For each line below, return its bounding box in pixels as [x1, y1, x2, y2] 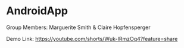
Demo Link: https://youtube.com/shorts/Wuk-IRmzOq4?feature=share [6, 35, 178, 42]
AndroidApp [6, 4, 68, 18]
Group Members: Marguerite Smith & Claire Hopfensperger [6, 24, 151, 31]
